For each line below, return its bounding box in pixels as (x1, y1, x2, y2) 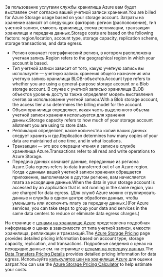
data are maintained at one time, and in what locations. (12, 138, 123, 143)
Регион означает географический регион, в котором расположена (12, 50, 151, 56)
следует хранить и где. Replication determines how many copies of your (12, 133, 158, 138)
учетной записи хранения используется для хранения (12, 112, 126, 118)
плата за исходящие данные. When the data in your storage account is (12, 179, 155, 185)
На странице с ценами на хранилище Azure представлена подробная (5, 220, 150, 226)
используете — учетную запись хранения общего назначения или (12, 71, 150, 76)
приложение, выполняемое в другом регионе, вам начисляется (12, 174, 146, 180)
